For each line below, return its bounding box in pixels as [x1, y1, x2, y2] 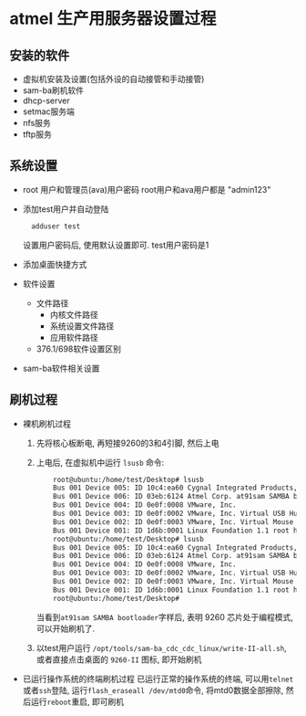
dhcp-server [22, 95, 70, 106]
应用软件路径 [49, 332, 98, 342]
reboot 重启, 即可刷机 [46, 696, 125, 707]
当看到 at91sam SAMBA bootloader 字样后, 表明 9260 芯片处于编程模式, [36, 611, 294, 622]
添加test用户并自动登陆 [22, 203, 109, 215]
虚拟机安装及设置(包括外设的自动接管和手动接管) [22, 74, 205, 84]
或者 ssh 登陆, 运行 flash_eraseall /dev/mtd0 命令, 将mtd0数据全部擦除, [22, 684, 284, 695]
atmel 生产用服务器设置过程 [9, 8, 217, 29]
